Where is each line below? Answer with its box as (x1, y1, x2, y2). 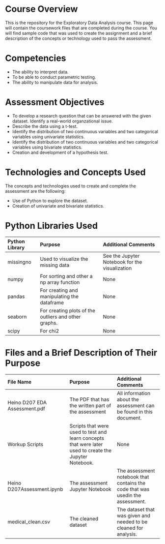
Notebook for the (103, 258, 142, 265)
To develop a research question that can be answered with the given (12, 113, 151, 119)
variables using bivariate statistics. (12, 144, 82, 150)
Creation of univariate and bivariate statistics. (12, 203, 105, 209)
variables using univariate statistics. (12, 134, 85, 140)
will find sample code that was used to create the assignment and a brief (5, 30, 152, 36)
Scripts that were (69, 422, 109, 429)
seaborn (7, 313, 27, 320)
